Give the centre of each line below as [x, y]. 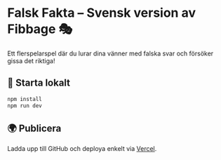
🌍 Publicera [34, 128]
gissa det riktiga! [31, 60]
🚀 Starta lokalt [39, 83]
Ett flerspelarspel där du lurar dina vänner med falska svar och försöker [110, 53]
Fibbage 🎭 [40, 29]
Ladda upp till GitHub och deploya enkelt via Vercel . [82, 149]
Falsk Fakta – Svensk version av [102, 13]
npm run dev [25, 106]
